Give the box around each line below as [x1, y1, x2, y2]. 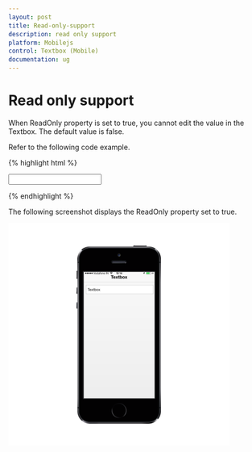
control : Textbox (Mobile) [8, 47, 99, 56]
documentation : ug [8, 56, 70, 64]
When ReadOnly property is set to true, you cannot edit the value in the [8, 118, 245, 128]
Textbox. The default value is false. [8, 126, 125, 136]
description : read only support [8, 30, 117, 38]
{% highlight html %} [8, 157, 78, 167]
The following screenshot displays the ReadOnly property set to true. [8, 207, 238, 216]
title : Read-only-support [8, 21, 95, 30]
